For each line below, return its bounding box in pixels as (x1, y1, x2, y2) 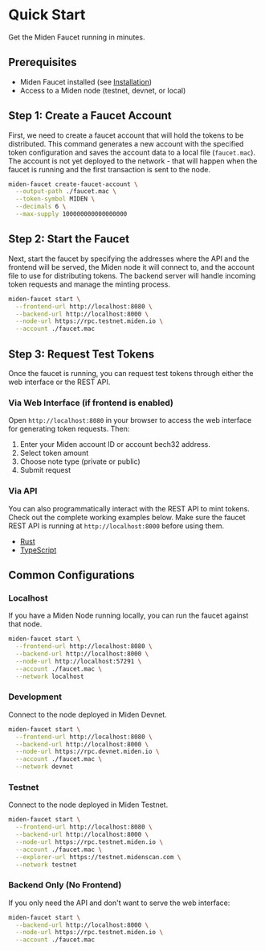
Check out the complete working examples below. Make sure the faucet (8, 512, 247, 522)
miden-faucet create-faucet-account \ (8, 180, 138, 188)
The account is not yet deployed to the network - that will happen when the (8, 155, 258, 166)
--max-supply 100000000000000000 (15, 210, 128, 218)
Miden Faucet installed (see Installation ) (19, 76, 153, 86)
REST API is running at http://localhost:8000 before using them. (8, 521, 225, 531)
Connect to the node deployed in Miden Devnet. (8, 709, 167, 719)
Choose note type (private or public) (19, 457, 141, 466)
